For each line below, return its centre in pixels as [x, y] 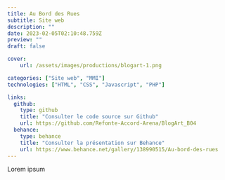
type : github [39, 110]
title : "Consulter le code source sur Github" [89, 117]
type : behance [40, 136]
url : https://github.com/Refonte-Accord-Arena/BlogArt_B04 [108, 123]
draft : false [26, 46]
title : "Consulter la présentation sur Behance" [92, 143]
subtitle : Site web [36, 20]
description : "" [31, 27]
